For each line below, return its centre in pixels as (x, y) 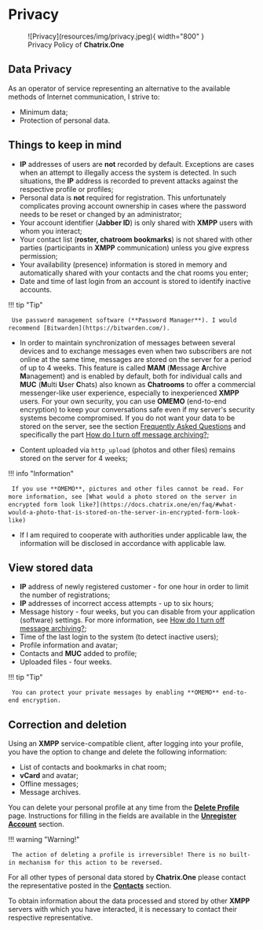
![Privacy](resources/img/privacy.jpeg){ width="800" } (116, 36)
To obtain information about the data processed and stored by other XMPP (129, 901)
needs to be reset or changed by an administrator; (100, 214)
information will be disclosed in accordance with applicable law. (122, 543)
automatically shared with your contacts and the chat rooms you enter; (134, 272)
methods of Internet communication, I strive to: (84, 97)
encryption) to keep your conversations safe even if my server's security (137, 409)
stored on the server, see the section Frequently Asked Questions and (132, 426)
